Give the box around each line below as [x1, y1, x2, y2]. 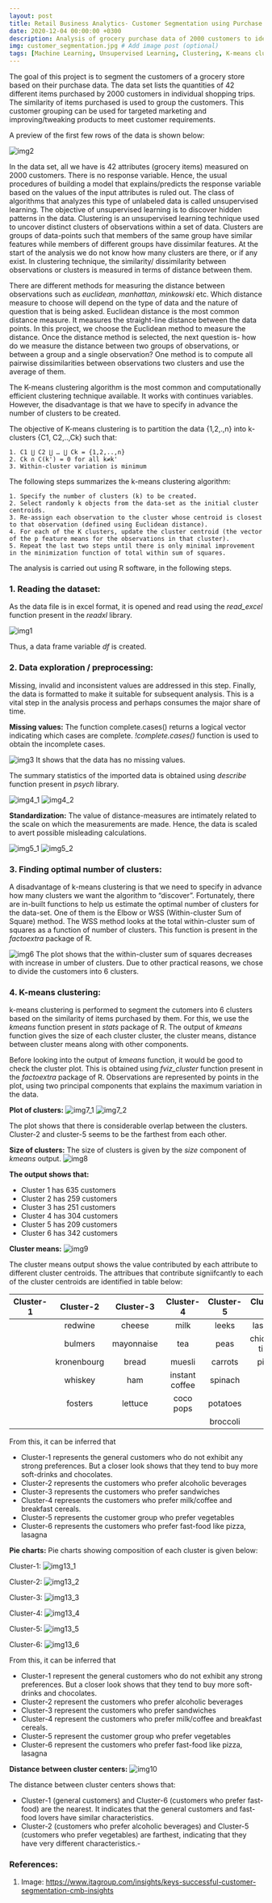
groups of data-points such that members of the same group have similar [9, 231, 253, 240]
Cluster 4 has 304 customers [20, 1211, 119, 1221]
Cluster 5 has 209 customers [20, 1220, 118, 1229]
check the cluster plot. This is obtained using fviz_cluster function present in [9, 1064, 263, 1074]
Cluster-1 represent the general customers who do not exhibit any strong [20, 1671, 263, 1681]
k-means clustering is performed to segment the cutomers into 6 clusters [9, 1005, 253, 1015]
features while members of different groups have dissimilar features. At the [9, 240, 259, 249]
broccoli [209, 1416, 241, 1428]
